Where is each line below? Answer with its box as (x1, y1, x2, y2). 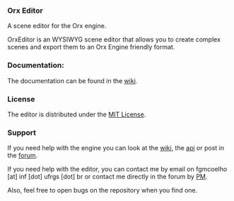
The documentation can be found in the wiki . (7, 76, 138, 85)
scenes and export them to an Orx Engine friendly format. (7, 43, 175, 51)
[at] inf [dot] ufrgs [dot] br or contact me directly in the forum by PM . (7, 172, 208, 181)
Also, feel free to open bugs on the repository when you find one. (7, 186, 198, 195)
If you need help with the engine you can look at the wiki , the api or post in (7, 144, 225, 152)
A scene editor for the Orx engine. (7, 22, 107, 30)
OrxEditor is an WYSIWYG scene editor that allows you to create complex (7, 35, 221, 44)
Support (7, 128, 37, 138)
